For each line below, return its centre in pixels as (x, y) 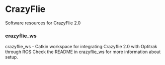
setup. (12, 57)
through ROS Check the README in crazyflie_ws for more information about (83, 52)
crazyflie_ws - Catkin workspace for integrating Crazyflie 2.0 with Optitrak (81, 47)
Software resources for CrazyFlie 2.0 (43, 23)
